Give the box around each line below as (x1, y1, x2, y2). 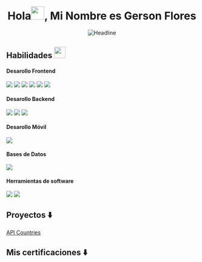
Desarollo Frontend (6, 67, 56, 74)
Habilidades (6, 50, 53, 61)
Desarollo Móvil (6, 123, 47, 131)
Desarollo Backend (6, 96, 55, 103)
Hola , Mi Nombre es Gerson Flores (7, 9, 197, 23)
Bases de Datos (6, 150, 47, 157)
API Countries (6, 229, 41, 236)
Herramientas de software (6, 177, 74, 185)
